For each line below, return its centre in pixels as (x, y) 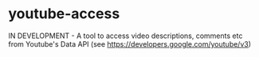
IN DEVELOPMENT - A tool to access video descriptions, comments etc (126, 36)
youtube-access (64, 14)
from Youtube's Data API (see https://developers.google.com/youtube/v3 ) (130, 44)
